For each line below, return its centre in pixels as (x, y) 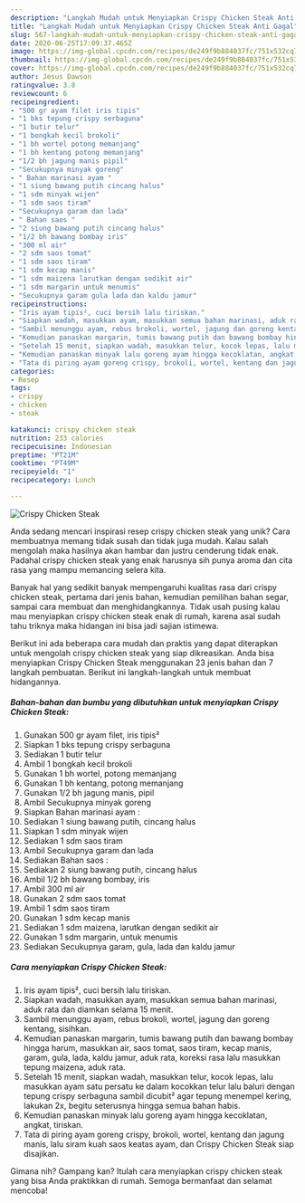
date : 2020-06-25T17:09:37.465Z (71, 43)
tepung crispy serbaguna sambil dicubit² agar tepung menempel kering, (157, 1095)
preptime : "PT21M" (45, 455)
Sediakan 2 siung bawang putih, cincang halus (110, 869)
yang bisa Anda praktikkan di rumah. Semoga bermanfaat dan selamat (141, 1180)
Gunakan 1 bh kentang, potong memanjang (103, 783)
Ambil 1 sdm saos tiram (67, 908)
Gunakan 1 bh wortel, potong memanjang (100, 773)
